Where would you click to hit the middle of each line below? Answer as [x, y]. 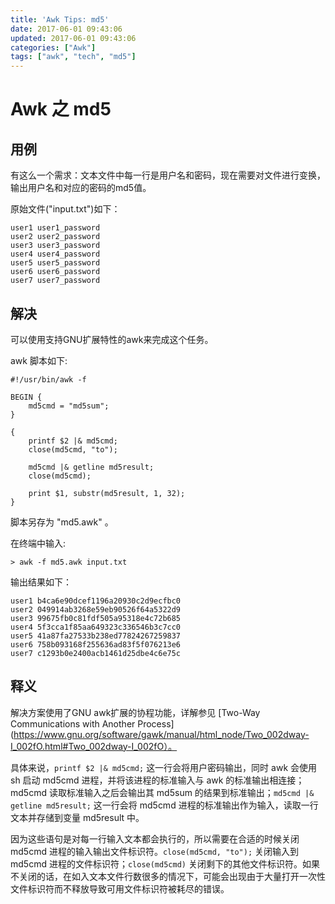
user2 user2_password [55, 237]
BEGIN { [26, 397]
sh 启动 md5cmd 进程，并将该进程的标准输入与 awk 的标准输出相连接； [157, 780]
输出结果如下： [41, 582]
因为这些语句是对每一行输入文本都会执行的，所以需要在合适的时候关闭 [155, 838]
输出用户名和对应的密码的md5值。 [81, 188]
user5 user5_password [55, 263]
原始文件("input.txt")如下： [65, 209]
